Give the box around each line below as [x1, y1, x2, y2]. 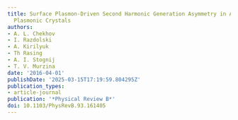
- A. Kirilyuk [7, 43, 50, 50]
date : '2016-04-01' [7, 69, 65, 76]
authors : [7, 23, 33, 30]
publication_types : [7, 83, 65, 90]
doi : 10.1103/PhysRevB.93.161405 [7, 102, 106, 109]
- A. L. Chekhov [7, 30, 55, 37]
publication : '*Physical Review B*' [7, 96, 115, 103]
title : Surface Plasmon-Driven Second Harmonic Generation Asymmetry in [7, 10, 227, 18]
